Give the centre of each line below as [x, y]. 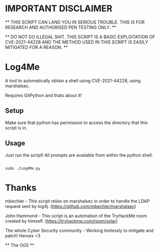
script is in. [16, 127]
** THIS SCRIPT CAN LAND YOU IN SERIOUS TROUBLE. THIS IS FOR [75, 22]
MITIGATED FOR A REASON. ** [37, 47]
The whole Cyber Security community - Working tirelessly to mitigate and [79, 230]
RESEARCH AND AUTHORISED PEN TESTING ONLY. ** [61, 27]
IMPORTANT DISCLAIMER [59, 9]
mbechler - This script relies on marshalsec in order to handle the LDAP [77, 201]
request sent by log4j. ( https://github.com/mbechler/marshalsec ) [71, 206]
